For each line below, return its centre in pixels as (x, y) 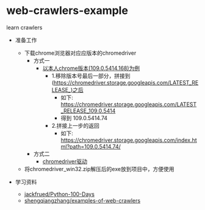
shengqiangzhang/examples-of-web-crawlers (82, 200)
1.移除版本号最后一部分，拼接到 (91, 75)
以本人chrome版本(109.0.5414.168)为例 (91, 68)
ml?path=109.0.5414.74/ (91, 146)
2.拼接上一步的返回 (75, 125)
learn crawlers (24, 27)
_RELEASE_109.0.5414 (88, 111)
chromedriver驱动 (65, 161)
